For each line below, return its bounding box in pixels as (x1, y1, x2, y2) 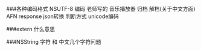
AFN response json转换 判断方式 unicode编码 (6, 13, 120, 20)
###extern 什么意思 (6, 26, 56, 32)
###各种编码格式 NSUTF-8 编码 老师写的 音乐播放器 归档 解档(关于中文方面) (6, 5, 196, 12)
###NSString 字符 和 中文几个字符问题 (6, 38, 101, 45)
